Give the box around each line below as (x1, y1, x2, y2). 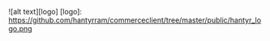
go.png (8, 24, 32, 33)
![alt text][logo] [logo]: (8, 7, 83, 16)
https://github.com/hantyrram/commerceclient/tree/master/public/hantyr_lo (8, 15, 262, 25)
